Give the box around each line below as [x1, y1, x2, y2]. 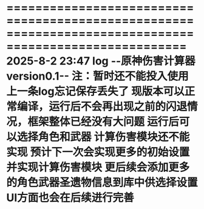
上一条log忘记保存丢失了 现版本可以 [6, 84, 185, 98]
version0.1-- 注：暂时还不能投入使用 [6, 69, 189, 83]
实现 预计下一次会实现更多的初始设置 [6, 145, 190, 159]
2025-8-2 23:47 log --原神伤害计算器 [6, 54, 195, 68]
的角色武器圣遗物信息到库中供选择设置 [6, 176, 199, 190]
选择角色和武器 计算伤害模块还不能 [17, 130, 190, 144]
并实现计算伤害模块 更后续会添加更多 [6, 160, 190, 174]
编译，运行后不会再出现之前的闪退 [17, 100, 188, 114]
